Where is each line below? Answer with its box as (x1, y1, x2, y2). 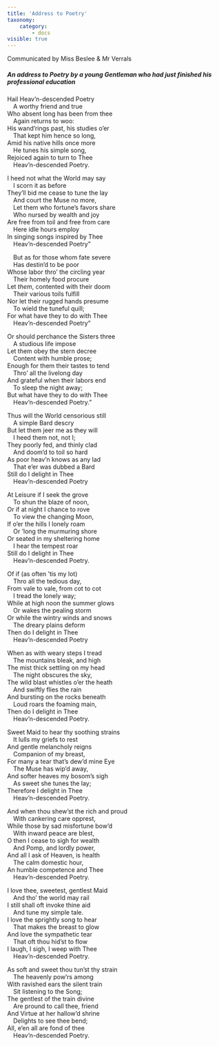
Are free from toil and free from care (7, 218, 110, 226)
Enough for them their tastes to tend (7, 362, 110, 370)
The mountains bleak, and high (13, 657, 101, 665)
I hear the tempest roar (13, 542, 79, 551)
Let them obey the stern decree (7, 347, 97, 355)
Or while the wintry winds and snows (7, 614, 112, 622)
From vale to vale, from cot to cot (7, 584, 102, 593)
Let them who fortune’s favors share (13, 204, 116, 212)
